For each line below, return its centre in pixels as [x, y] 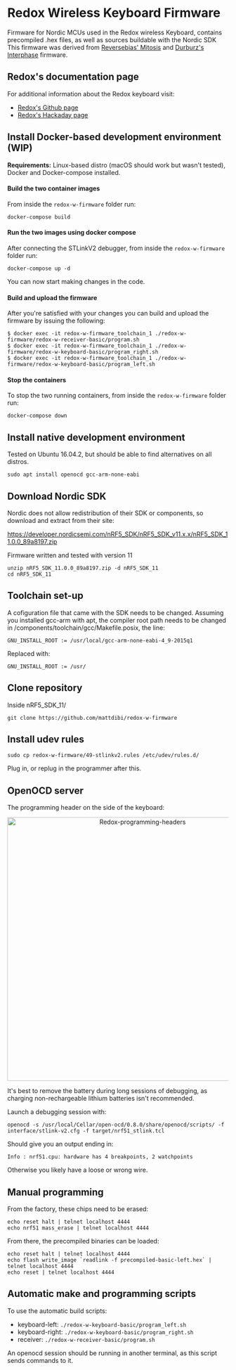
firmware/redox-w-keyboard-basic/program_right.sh [83, 352]
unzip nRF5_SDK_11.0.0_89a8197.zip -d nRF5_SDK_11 [83, 568]
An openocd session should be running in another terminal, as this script [112, 1353]
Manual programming [55, 1192]
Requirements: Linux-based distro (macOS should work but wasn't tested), [117, 165]
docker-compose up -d [39, 269]
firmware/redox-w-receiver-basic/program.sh [73, 340]
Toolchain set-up [45, 596]
